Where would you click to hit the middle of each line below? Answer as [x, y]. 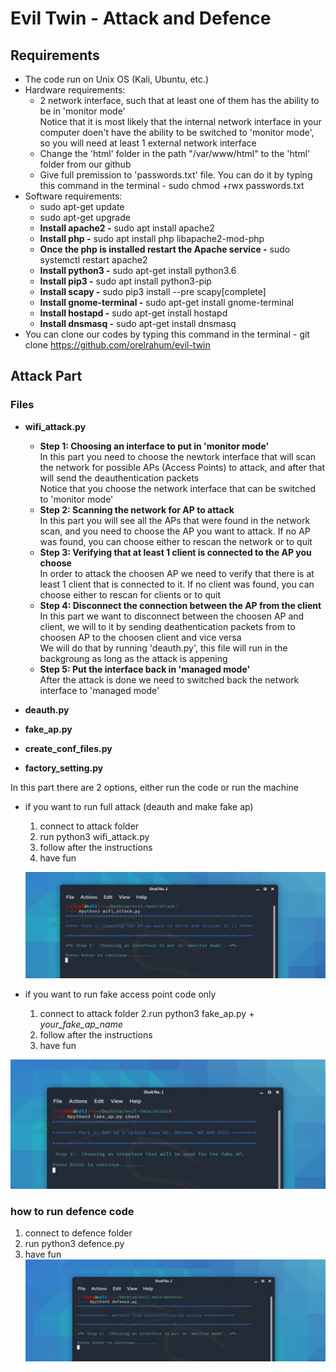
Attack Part [46, 376]
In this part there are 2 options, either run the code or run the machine [154, 787]
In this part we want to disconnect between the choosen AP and [172, 616]
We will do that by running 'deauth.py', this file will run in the [163, 648]
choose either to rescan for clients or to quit [130, 594]
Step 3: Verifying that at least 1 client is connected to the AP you [175, 552]
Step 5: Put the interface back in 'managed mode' [145, 669]
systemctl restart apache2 [93, 260]
